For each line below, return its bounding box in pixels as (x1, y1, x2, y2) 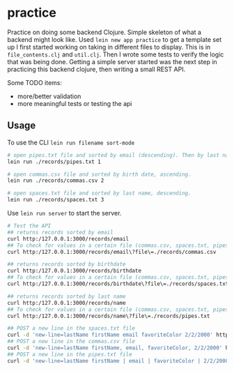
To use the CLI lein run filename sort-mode (7, 138, 135, 146)
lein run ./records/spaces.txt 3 (7, 197, 104, 204)
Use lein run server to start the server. (7, 209, 122, 217)
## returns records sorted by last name (7, 293, 127, 300)
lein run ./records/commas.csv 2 (7, 177, 104, 184)
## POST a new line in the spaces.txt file (7, 325, 136, 332)
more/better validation (17, 92, 81, 100)
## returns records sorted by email (7, 229, 114, 236)
